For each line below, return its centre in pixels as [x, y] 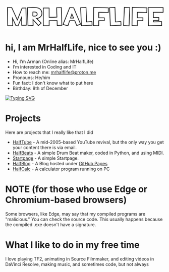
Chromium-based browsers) [66, 200]
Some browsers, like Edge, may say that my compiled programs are [75, 214]
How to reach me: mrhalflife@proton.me [54, 73]
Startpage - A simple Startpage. [46, 158]
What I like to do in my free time [72, 245]
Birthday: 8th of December [40, 88]
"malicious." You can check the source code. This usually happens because [84, 219]
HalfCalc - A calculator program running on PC [61, 169]
